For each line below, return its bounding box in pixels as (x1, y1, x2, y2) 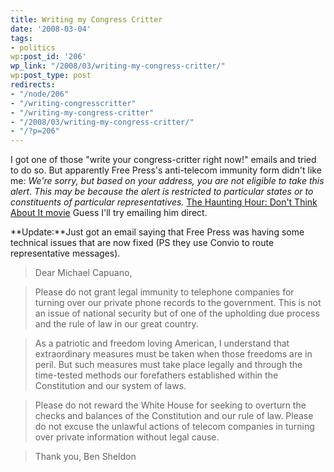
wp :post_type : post (10, 71, 92, 81)
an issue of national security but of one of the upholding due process (34, 307, 320, 320)
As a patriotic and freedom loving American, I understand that (34, 337, 290, 350)
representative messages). (10, 247, 121, 260)
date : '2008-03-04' (10, 24, 92, 34)
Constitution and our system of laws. (34, 380, 187, 392)
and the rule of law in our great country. (34, 318, 199, 330)
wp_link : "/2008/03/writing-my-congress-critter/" (10, 61, 226, 71)
